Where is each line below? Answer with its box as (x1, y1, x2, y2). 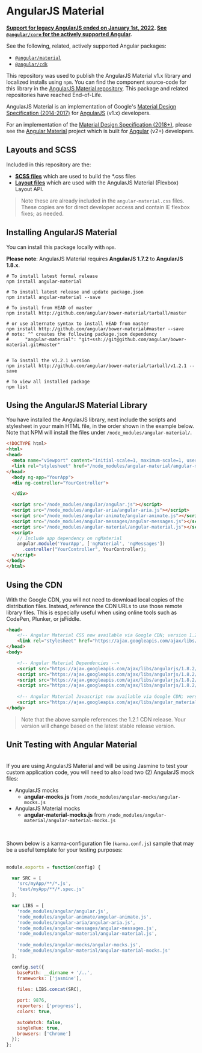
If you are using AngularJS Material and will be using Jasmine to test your (6, 762, 188, 769)
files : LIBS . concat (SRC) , (17, 987, 82, 993)
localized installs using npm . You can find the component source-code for (6, 78, 187, 86)
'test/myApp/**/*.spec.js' (17, 886, 85, 893)
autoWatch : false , (17, 1019, 63, 1025)
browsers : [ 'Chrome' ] (17, 1031, 71, 1037)
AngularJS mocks (14, 787, 59, 794)
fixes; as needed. (20, 210, 64, 217)
